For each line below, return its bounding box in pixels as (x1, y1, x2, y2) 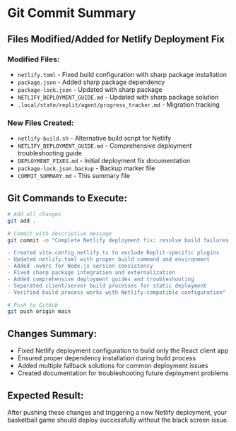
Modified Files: (7, 54, 60, 64)
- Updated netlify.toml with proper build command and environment (7, 256, 211, 263)
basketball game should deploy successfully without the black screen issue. (7, 415, 229, 424)
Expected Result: (7, 389, 84, 401)
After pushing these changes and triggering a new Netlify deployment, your (7, 408, 228, 416)
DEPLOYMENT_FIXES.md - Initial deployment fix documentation (17, 157, 191, 165)
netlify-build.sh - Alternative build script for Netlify (17, 134, 172, 143)
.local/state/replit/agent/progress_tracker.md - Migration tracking (17, 100, 220, 109)
